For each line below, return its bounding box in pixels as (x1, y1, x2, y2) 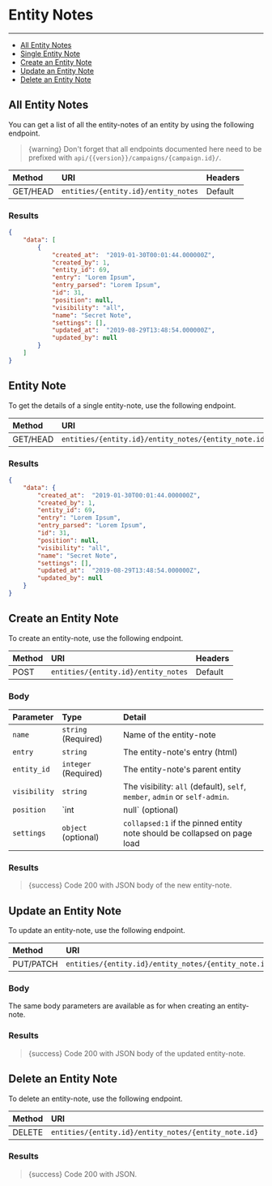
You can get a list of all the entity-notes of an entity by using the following (8, 119, 255, 129)
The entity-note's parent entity (122, 764, 241, 776)
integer (62, 760, 91, 769)
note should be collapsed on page (122, 827, 253, 839)
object (62, 823, 87, 833)
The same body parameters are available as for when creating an (8, 1001, 226, 1011)
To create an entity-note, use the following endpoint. (8, 633, 184, 642)
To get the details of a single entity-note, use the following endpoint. (8, 400, 236, 410)
